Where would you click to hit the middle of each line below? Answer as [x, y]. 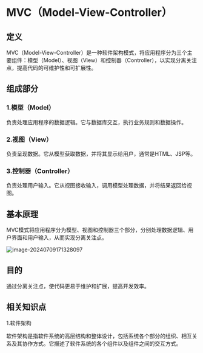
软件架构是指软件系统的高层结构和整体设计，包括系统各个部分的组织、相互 [99, 336]
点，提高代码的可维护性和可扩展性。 [52, 68]
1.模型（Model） [31, 108]
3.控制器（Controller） [40, 171]
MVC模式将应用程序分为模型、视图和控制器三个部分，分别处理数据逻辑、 [98, 230]
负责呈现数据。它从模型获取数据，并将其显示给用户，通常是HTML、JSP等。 [101, 153]
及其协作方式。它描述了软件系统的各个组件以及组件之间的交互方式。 [96, 343]
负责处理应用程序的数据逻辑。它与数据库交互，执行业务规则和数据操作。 [96, 122]
